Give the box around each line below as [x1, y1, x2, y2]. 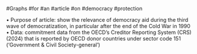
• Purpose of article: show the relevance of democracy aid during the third [6, 16, 189, 23]
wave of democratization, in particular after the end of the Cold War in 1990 [6, 23, 191, 29]
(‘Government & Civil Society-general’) [6, 41, 101, 48]
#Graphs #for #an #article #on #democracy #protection [6, 5, 142, 12]
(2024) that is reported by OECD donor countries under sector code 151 [6, 35, 181, 42]
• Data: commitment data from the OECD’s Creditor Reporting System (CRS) [6, 29, 192, 36]
